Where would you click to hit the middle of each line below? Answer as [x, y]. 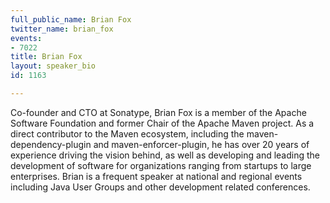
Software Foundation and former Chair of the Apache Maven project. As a [162, 123]
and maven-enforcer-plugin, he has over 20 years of [201, 144]
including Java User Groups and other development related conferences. [160, 187]
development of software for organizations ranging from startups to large [161, 165]
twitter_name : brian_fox [62, 29]
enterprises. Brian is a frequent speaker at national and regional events [156, 176]
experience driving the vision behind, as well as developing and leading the [165, 155]
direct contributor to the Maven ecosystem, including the [127, 133]
